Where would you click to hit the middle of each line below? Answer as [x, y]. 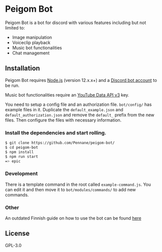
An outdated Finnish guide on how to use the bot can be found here [73, 218]
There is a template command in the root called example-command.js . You [78, 184]
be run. [12, 85]
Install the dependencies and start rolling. [56, 132]
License [17, 234]
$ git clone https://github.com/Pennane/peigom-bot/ [60, 143]
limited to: [15, 27]
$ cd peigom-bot [22, 147]
